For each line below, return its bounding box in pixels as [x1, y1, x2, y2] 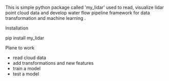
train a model [12, 66, 41, 71]
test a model [12, 71, 39, 77]
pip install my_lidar [5, 35, 45, 41]
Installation [5, 25, 29, 31]
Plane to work [5, 45, 35, 50]
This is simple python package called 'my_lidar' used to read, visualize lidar [5, 5, 164, 10]
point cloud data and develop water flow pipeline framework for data [5, 10, 150, 16]
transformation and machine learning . [5, 15, 86, 21]
